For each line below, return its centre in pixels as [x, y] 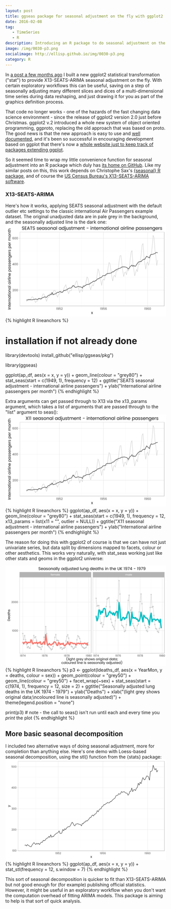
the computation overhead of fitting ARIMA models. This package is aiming [84, 896]
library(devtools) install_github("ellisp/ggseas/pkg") [59, 355]
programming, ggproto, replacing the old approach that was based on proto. [86, 128]
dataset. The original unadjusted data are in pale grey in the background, [82, 216]
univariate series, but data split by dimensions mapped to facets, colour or [83, 548]
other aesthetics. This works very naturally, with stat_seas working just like [84, 553]
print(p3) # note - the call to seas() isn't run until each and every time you [82, 712]
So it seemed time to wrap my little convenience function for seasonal [79, 160]
